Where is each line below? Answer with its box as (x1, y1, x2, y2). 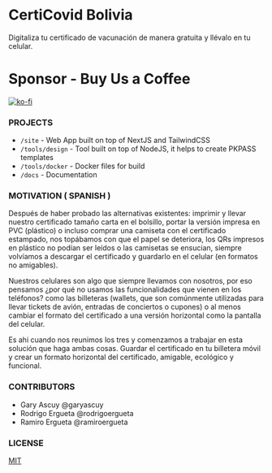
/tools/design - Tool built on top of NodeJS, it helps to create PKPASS (19, 144, 257, 154)
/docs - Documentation (19, 170, 97, 180)
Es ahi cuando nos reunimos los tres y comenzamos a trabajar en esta (8, 335, 244, 345)
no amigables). (8, 260, 58, 270)
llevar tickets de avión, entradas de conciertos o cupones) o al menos (8, 302, 241, 312)
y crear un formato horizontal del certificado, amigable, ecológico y (8, 352, 234, 362)
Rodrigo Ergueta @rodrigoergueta (19, 408, 134, 418)
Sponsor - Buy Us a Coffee (8, 70, 191, 89)
